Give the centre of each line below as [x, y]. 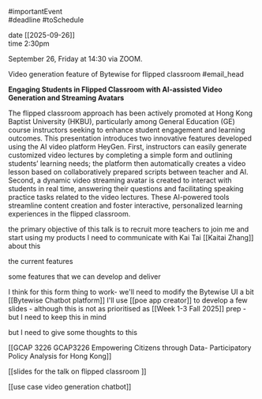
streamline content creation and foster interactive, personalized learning [125, 205]
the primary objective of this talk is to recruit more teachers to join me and [129, 229]
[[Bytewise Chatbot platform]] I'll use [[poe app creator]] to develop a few [128, 300]
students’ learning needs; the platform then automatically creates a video [127, 164]
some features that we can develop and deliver [84, 277]
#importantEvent [36, 11]
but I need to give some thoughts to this [73, 332]
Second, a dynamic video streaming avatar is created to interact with [120, 180]
